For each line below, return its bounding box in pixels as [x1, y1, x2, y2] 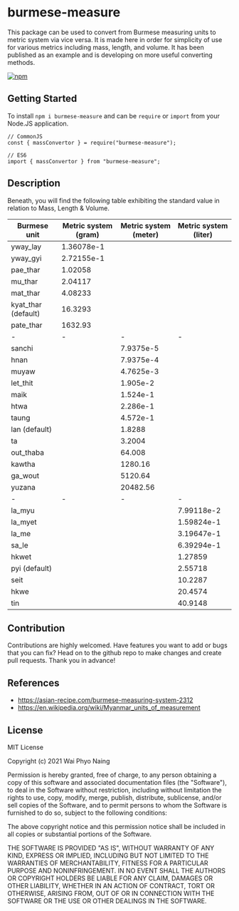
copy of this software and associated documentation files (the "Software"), [7, 778, 228, 786]
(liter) [193, 230, 213, 240]
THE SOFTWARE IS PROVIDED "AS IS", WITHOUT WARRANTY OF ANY [7, 844, 215, 852]
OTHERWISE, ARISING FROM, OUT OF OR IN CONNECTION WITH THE [7, 889, 215, 897]
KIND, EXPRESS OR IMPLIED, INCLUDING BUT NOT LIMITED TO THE [7, 851, 209, 860]
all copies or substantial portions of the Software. [7, 830, 152, 838]
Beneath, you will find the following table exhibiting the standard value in [7, 196, 221, 205]
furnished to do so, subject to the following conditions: [7, 808, 167, 817]
